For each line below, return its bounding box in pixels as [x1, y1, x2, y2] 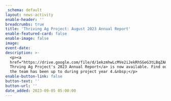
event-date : [5, 45, 31, 50]
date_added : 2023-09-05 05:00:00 [5, 88, 76, 93]
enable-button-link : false [5, 74, 63, 79]
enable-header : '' [5, 17, 44, 22]
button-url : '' [5, 83, 38, 88]
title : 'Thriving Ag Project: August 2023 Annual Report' [5, 27, 131, 32]
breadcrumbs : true [5, 21, 44, 27]
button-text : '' [5, 79, 40, 84]
